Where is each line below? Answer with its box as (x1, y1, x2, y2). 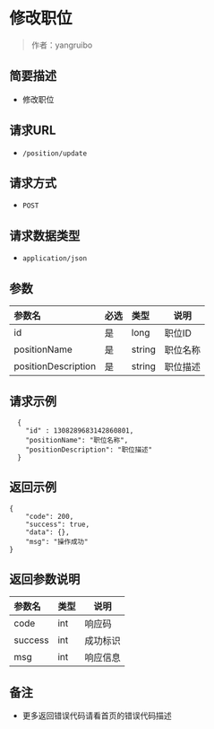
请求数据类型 (9, 228, 81, 243)
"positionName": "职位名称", (25, 435, 129, 444)
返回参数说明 (9, 572, 81, 587)
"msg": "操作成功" (25, 537, 89, 546)
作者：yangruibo (30, 40, 93, 50)
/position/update (21, 149, 88, 158)
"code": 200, (25, 512, 74, 521)
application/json (21, 254, 88, 263)
